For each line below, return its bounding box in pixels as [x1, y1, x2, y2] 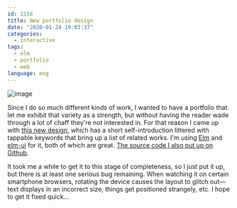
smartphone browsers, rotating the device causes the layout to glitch [7, 177, 209, 185]
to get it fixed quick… [7, 192, 70, 201]
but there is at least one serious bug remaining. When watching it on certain [7, 170, 229, 178]
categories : [7, 30, 43, 38]
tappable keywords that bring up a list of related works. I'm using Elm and [7, 133, 223, 142]
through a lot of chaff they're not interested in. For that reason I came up [7, 118, 219, 126]
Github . [7, 148, 29, 157]
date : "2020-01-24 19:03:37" [7, 23, 94, 31]
